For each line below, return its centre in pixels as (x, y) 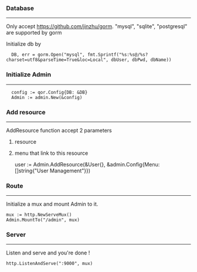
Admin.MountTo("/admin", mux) (43, 220)
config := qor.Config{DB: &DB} (50, 92)
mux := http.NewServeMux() (39, 215)
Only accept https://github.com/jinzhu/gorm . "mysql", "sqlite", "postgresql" (97, 26)
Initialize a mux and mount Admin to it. (52, 204)
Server (16, 234)
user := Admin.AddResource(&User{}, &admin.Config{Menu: (87, 164)
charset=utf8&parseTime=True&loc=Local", (57, 60)
